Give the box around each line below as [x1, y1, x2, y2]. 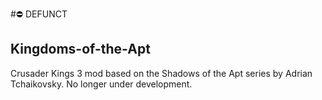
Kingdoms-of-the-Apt [10, 41, 151, 58]
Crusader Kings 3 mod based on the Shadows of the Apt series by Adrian [10, 67, 313, 79]
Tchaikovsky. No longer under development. [10, 78, 193, 90]
